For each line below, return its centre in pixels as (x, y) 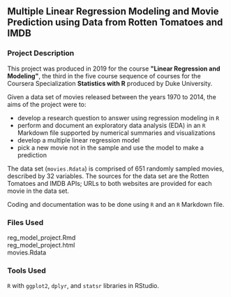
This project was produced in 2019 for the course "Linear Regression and (114, 68)
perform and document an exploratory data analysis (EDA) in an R (111, 125)
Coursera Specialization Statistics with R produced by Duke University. (110, 83)
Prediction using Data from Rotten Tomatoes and (115, 23)
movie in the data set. (38, 191)
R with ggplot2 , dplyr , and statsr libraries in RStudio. (83, 286)
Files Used (25, 222)
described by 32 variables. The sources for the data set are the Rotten (108, 176)
